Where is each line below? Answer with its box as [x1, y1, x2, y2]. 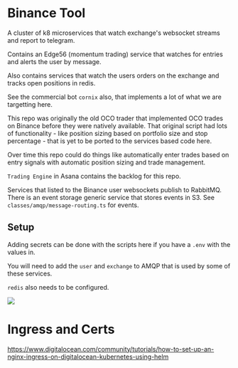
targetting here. [7, 100, 53, 108]
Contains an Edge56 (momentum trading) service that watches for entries [7, 50, 224, 58]
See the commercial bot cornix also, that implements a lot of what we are [7, 93, 222, 101]
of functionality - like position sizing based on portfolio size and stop [7, 129, 208, 137]
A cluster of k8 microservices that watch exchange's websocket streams [7, 28, 220, 37]
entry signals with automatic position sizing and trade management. [7, 158, 206, 167]
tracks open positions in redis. [7, 78, 96, 87]
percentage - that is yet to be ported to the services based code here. [7, 137, 212, 145]
